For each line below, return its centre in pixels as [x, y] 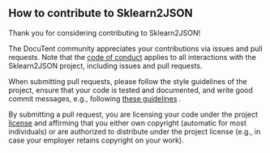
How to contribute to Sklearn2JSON [101, 13]
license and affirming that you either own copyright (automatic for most [128, 123]
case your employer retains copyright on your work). [96, 140]
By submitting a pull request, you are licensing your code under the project [133, 114]
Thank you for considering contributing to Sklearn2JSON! [105, 32]
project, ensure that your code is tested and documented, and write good [131, 90]
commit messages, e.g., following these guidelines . [95, 98]
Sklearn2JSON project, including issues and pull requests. [105, 66]
